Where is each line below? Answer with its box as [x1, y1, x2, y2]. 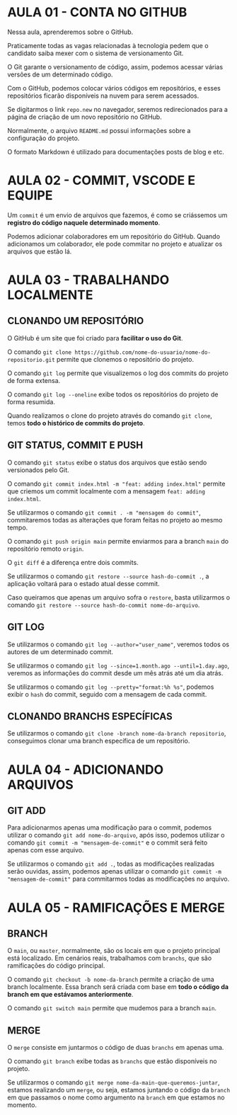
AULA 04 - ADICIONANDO [7, 762, 164, 777]
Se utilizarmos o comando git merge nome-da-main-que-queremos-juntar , [7, 1078, 220, 1087]
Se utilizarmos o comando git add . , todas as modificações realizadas [7, 859, 214, 868]
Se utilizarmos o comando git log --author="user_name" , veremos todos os [7, 640, 230, 648]
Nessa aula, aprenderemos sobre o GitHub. [7, 28, 134, 36]
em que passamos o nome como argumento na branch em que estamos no [7, 1093, 225, 1102]
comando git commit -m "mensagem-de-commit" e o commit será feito [7, 838, 208, 847]
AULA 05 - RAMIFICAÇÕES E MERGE [7, 900, 225, 915]
